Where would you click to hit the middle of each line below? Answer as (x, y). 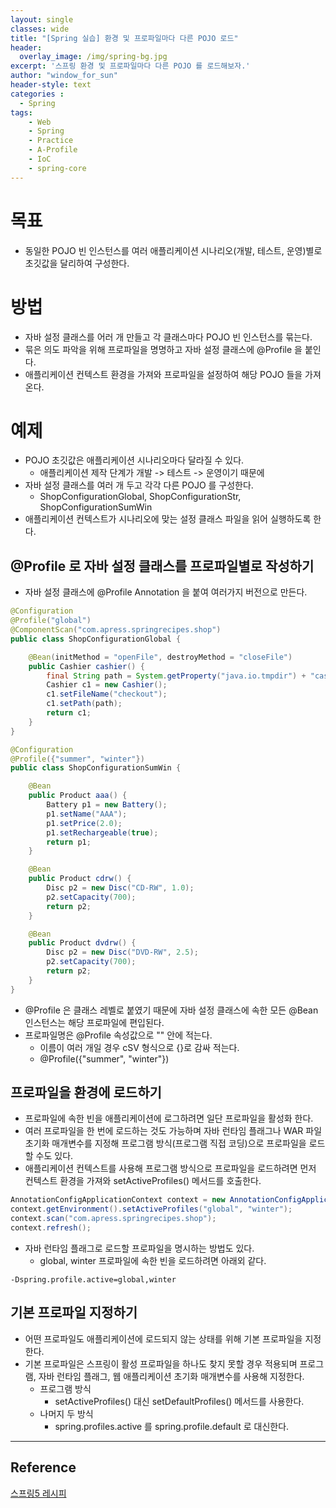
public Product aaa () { (78, 796)
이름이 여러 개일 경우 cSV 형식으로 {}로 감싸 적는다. (139, 1047)
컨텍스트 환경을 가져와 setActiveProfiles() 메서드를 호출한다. (143, 1181)
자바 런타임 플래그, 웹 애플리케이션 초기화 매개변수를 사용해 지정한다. (171, 1376)
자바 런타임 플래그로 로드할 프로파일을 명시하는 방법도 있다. (139, 1248)
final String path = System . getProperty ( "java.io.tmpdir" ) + (176, 676)
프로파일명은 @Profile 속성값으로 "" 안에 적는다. (118, 1035)
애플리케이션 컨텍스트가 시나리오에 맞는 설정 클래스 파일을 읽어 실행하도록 (168, 519)
